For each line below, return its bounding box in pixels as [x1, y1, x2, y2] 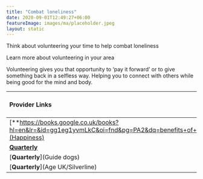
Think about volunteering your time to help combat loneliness [6, 42, 159, 50]
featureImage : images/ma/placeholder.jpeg [6, 20, 115, 26]
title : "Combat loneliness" [6, 8, 77, 15]
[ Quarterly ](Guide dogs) [9, 153, 80, 161]
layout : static [6, 25, 45, 32]
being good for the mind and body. [6, 79, 93, 86]
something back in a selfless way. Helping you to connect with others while [6, 72, 194, 79]
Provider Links [9, 100, 52, 109]
